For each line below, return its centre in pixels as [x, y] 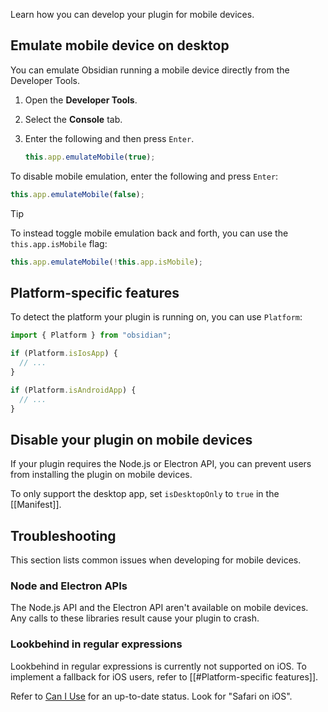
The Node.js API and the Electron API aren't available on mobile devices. [159, 608]
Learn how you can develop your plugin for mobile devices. [132, 14]
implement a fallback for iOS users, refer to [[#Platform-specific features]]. [164, 676]
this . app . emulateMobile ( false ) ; [77, 194]
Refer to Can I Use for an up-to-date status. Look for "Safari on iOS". [151, 696]
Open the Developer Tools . [81, 100]
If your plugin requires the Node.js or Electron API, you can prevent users [161, 464]
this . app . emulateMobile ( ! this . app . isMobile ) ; [106, 262]
